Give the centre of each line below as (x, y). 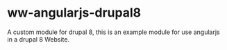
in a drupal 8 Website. (39, 39)
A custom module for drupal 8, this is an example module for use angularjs (113, 32)
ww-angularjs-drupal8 (74, 13)
